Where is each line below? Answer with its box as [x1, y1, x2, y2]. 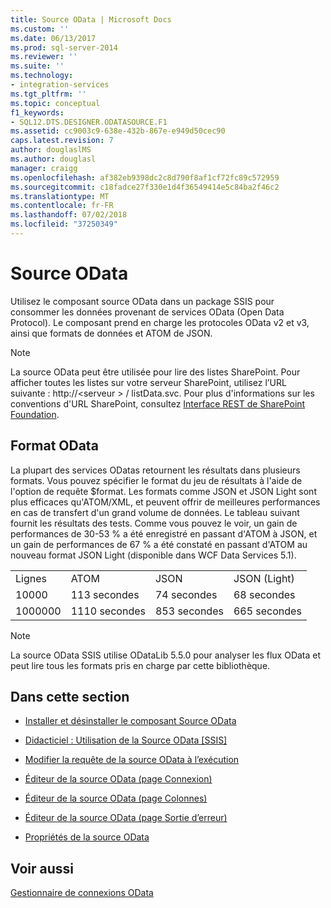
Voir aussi [10, 860, 74, 877]
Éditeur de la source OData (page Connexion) [24, 773, 213, 785]
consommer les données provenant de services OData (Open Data [10, 306, 285, 318]
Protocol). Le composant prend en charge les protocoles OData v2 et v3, [10, 316, 310, 328]
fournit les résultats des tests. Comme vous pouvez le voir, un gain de [10, 517, 298, 529]
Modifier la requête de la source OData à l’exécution [24, 754, 240, 766]
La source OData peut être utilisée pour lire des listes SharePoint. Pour [10, 366, 301, 378]
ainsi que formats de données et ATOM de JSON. [10, 327, 213, 339]
